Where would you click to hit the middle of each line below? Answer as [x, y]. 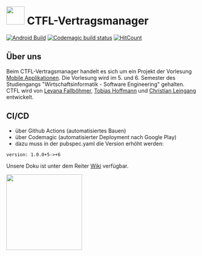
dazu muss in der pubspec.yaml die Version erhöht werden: [90, 143]
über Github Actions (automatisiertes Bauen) [70, 131]
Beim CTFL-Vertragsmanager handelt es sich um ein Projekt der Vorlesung [99, 71]
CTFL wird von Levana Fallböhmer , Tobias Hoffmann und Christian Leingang [101, 90]
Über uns [24, 57]
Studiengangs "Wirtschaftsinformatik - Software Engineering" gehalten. [96, 84]
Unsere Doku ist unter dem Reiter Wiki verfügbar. [67, 166]
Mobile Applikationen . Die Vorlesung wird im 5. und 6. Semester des [91, 77]
